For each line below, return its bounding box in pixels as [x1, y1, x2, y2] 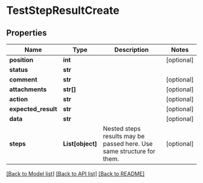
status [9, 66, 28, 74]
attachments [9, 85, 47, 94]
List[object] [63, 140, 98, 148]
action [9, 95, 28, 103]
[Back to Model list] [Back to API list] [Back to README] [6, 170, 145, 177]
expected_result [9, 105, 57, 113]
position [9, 56, 34, 64]
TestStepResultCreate [6, 4, 120, 18]
